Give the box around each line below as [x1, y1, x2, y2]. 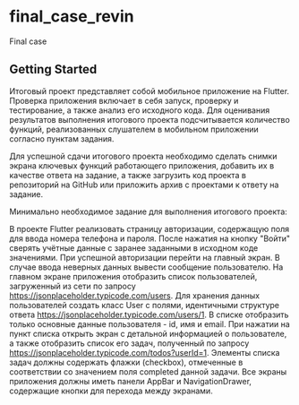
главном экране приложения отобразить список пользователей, [9, 271, 258, 281]
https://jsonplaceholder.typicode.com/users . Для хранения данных [9, 289, 261, 301]
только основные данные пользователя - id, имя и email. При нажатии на [9, 318, 290, 329]
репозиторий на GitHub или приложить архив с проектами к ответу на [9, 179, 279, 190]
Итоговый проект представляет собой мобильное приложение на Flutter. [9, 85, 289, 96]
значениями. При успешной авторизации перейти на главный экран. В [9, 252, 280, 263]
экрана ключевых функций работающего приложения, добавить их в [9, 159, 275, 171]
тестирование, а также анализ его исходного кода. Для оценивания [9, 105, 270, 116]
